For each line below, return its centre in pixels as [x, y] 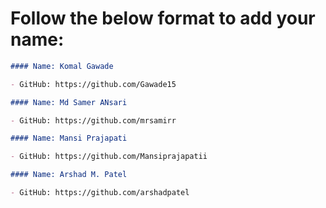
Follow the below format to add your [163, 18]
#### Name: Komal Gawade [62, 66]
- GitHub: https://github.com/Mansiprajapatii [109, 157]
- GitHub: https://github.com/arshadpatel [100, 193]
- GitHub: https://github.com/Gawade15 [93, 84]
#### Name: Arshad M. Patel [69, 175]
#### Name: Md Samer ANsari [69, 102]
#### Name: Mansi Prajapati [69, 138]
